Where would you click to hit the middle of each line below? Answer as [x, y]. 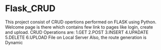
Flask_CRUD [30, 8]
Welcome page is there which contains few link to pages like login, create [79, 27]
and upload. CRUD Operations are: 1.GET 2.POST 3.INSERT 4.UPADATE [77, 32]
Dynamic [14, 42]
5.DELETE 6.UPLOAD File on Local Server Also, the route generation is [76, 37]
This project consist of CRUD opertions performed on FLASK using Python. [81, 22]
